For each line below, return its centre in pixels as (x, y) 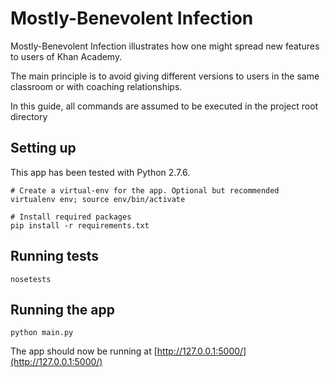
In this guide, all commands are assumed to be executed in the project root (164, 106)
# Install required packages (71, 217)
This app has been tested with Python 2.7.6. (100, 172)
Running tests (55, 256)
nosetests (31, 279)
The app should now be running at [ (84, 351)
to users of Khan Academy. (66, 56)
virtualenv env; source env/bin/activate (98, 199)
